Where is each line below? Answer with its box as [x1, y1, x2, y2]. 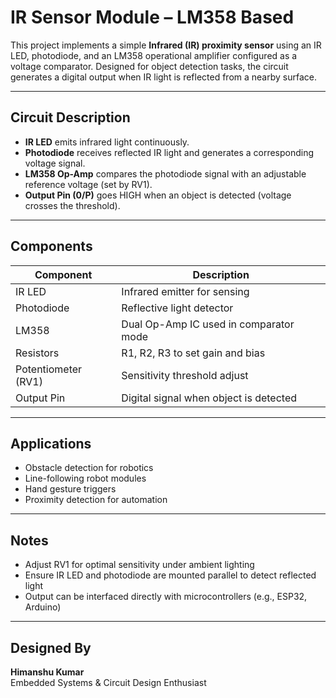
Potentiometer [15, 362, 83, 376]
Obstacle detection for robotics [24, 462, 154, 474]
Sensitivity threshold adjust [121, 368, 249, 382]
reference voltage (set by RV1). [24, 178, 153, 190]
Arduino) [24, 601, 62, 613]
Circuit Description [10, 109, 131, 126]
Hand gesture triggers [24, 483, 117, 495]
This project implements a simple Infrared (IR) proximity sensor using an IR [10, 39, 322, 51]
